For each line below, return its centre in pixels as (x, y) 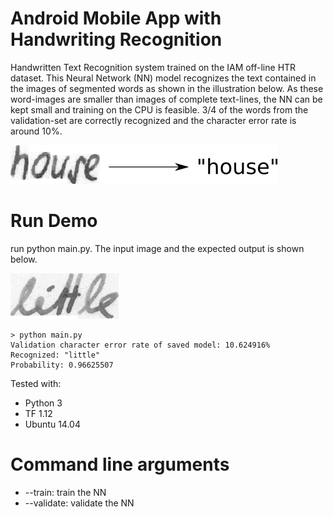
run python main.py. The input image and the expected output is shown (157, 248)
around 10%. (36, 131)
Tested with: (36, 383)
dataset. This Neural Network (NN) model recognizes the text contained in (163, 78)
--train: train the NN (65, 492)
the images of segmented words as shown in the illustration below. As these (167, 88)
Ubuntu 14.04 (52, 424)
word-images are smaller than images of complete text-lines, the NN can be (166, 99)
